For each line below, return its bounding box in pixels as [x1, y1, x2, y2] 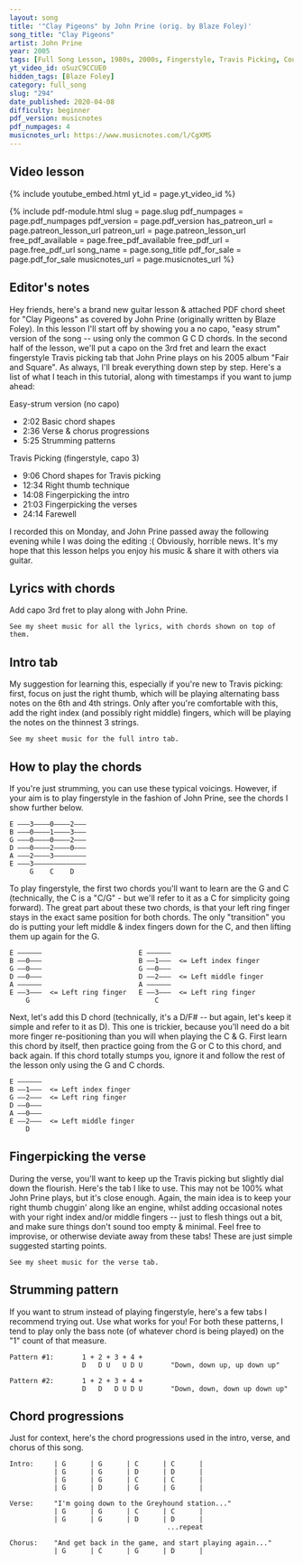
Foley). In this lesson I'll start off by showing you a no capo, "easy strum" [9, 323, 281, 334]
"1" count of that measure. [9, 1334, 107, 1346]
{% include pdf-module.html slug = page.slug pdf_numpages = [9, 205, 243, 217]
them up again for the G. [9, 931, 100, 941]
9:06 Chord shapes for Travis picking [22, 470, 161, 481]
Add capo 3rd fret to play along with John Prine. [9, 604, 188, 615]
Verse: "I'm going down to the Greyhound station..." [9, 1499, 232, 1509]
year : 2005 [9, 47, 50, 56]
